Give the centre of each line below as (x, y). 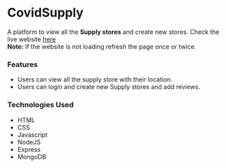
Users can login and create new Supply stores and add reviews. (108, 87)
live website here (32, 39)
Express (29, 149)
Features (23, 64)
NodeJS (29, 142)
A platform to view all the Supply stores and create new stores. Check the (113, 32)
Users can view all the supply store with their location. (95, 80)
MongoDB (32, 156)
